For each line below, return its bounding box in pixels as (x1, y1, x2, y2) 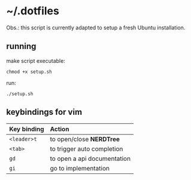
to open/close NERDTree (50, 135, 120, 143)
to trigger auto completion (50, 145, 123, 153)
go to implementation (50, 164, 110, 172)
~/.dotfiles (6, 4, 60, 18)
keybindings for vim (6, 107, 83, 117)
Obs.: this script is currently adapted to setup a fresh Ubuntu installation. (6, 24, 186, 31)
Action (50, 124, 69, 133)
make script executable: (6, 57, 66, 64)
